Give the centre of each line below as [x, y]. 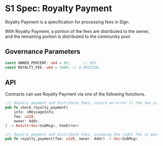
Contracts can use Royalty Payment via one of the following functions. [75, 94]
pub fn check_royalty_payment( [37, 108]
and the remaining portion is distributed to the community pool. [68, 36]
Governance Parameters [43, 52]
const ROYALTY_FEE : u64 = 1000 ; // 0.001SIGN [52, 67]
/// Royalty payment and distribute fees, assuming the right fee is [77, 134]
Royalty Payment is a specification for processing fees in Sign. [67, 22]
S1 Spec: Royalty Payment [59, 8]
